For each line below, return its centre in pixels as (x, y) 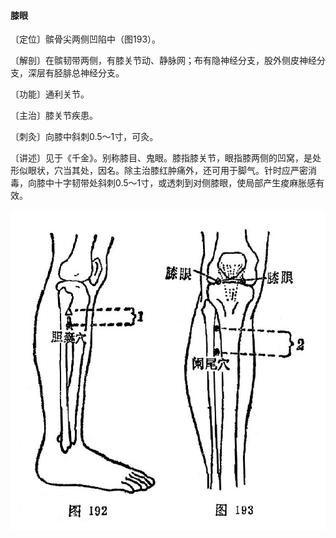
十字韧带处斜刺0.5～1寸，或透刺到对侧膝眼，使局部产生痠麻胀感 (185, 183)
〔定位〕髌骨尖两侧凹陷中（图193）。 (86, 39)
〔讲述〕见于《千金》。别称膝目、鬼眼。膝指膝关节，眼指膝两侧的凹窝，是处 (166, 158)
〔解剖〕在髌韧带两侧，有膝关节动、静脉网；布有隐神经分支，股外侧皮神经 (163, 61)
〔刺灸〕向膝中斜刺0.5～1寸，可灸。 (84, 137)
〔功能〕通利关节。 (50, 94)
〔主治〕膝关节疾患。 (54, 116)
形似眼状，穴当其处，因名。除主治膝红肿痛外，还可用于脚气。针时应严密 (159, 171)
